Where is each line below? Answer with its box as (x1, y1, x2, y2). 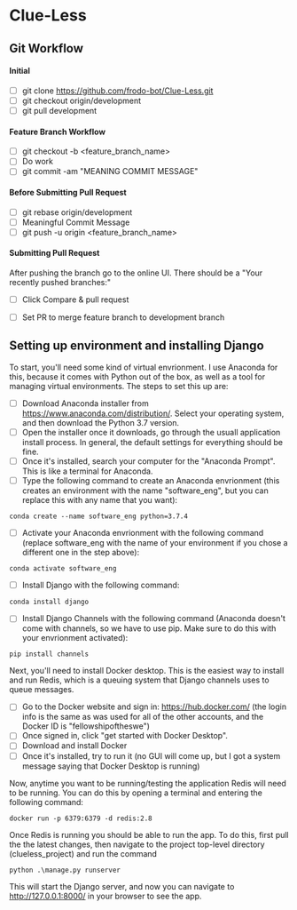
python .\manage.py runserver (9, 866, 121, 874)
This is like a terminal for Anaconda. (21, 466, 153, 476)
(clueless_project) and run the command (9, 848, 158, 858)
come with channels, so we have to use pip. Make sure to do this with (21, 623, 277, 634)
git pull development (21, 105, 98, 116)
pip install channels (9, 650, 90, 659)
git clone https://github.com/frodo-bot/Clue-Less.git (21, 85, 214, 96)
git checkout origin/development (21, 95, 142, 106)
